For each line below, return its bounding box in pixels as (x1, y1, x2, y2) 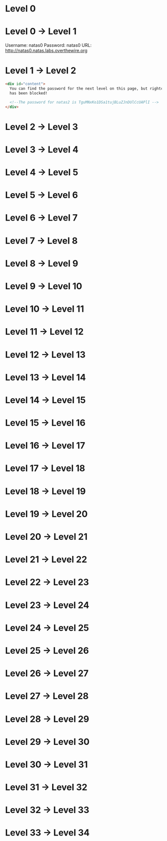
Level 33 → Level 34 (5, 827, 90, 839)
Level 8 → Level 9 (5, 257, 79, 269)
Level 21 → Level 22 (5, 554, 87, 565)
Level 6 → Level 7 (5, 212, 78, 224)
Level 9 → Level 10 (5, 280, 83, 292)
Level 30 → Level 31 (5, 759, 88, 770)
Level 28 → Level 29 (5, 713, 89, 724)
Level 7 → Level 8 (5, 235, 78, 246)
